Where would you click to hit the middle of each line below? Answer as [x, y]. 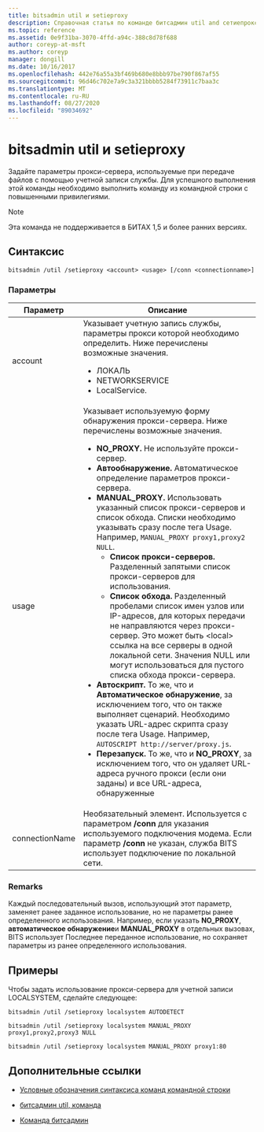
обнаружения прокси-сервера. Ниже [155, 421]
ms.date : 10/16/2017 [42, 67]
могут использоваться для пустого [177, 665]
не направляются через [156, 625]
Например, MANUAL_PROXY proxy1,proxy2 [171, 537]
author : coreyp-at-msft [47, 45]
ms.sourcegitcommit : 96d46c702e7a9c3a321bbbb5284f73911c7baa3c [114, 81]
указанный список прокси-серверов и [171, 507]
